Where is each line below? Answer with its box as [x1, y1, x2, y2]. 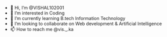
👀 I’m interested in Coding [10, 10, 65, 16]
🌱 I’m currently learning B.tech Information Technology [10, 15, 126, 21]
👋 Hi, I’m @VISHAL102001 [10, 5, 64, 10]
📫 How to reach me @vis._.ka [10, 26, 74, 32]
